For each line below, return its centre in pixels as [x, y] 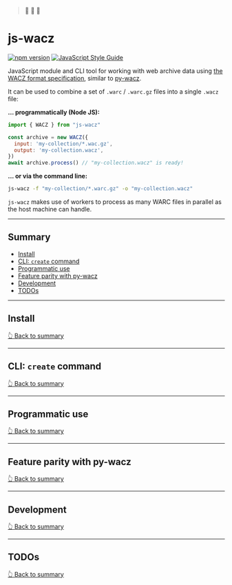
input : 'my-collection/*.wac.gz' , [63, 144]
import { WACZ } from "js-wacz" [54, 125]
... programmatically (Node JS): [54, 112]
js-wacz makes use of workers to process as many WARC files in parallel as [115, 202]
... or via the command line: [48, 176]
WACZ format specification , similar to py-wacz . [75, 78]
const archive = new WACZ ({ [48, 137]
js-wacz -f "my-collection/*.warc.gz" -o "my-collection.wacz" [101, 189]
